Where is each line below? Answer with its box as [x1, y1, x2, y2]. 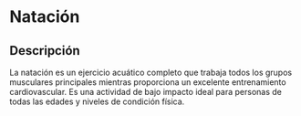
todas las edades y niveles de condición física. [9, 96, 185, 107]
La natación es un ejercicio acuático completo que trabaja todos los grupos [9, 67, 293, 78]
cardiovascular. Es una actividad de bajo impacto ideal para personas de [9, 87, 283, 97]
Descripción [9, 43, 80, 58]
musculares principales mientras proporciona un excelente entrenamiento [9, 77, 286, 88]
